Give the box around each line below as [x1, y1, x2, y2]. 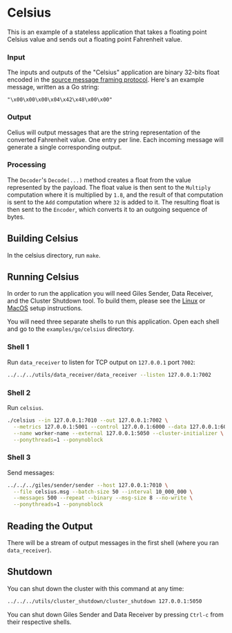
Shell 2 [7, 388, 31, 398]
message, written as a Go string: [7, 83, 99, 91]
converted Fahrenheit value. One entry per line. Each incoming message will [7, 135, 224, 143]
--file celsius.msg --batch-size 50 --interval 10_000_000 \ [13, 488, 193, 495]
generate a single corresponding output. [7, 143, 122, 151]
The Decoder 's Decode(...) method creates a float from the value [7, 175, 191, 184]
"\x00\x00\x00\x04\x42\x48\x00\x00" [7, 96, 113, 103]
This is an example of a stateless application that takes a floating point [7, 28, 207, 36]
